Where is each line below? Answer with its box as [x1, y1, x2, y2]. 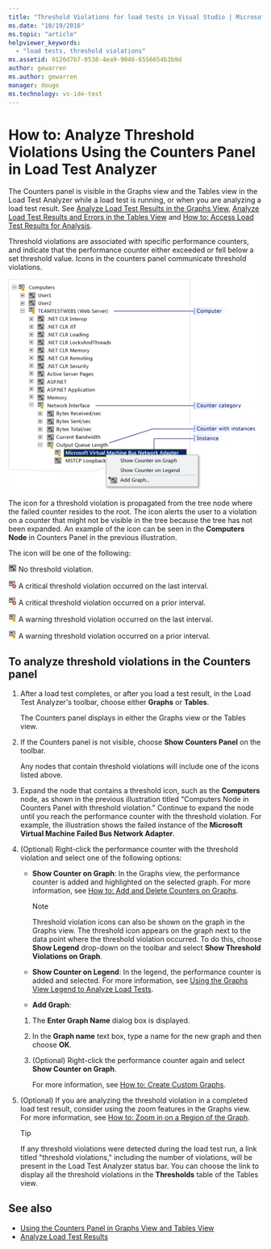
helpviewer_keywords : [8, 39, 81, 47]
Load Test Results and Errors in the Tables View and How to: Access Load [8, 213, 254, 222]
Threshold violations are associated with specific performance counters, [8, 237, 250, 247]
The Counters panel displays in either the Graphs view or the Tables [19, 713, 246, 723]
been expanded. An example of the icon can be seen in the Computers [8, 524, 245, 534]
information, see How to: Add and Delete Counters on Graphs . [31, 886, 239, 896]
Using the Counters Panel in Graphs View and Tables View [19, 1223, 215, 1233]
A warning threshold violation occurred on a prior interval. [18, 631, 211, 641]
